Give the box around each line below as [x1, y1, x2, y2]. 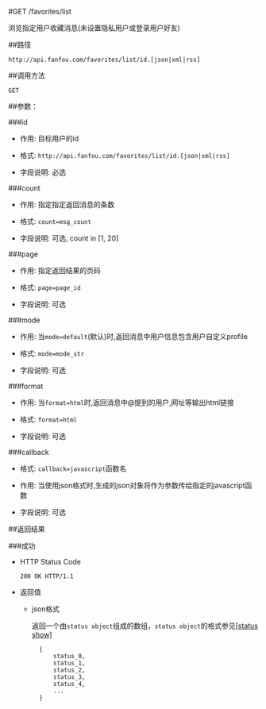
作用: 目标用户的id [19, 134, 79, 143]
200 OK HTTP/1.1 [19, 572, 74, 580]
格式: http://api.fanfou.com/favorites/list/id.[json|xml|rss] [19, 151, 230, 160]
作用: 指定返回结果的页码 [19, 266, 101, 275]
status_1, [52, 659, 86, 667]
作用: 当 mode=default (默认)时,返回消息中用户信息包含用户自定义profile [19, 332, 249, 341]
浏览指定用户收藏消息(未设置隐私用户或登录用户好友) [8, 23, 181, 33]
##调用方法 [8, 71, 45, 80]
